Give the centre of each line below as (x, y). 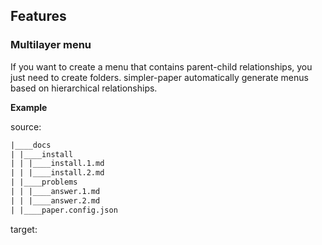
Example (29, 107)
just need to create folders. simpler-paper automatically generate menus (159, 77)
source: (26, 126)
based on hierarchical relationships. (84, 88)
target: (24, 229)
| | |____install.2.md (57, 173)
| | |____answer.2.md (55, 200)
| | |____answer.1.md (55, 192)
